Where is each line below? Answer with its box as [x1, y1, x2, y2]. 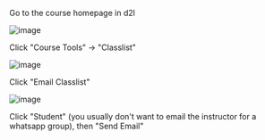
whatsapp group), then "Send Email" [9, 120, 144, 131]
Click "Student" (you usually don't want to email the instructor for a [9, 111, 257, 121]
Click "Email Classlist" [9, 77, 90, 87]
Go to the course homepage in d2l [9, 8, 136, 18]
